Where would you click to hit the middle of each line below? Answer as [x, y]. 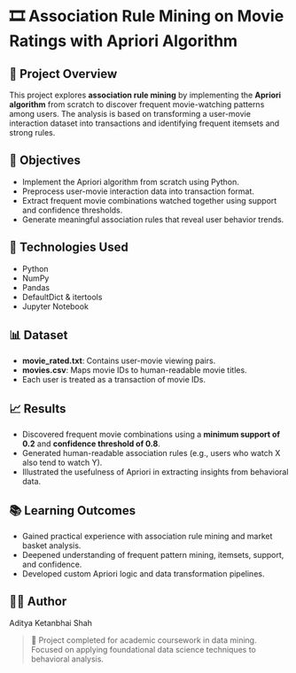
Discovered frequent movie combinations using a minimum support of [151, 435]
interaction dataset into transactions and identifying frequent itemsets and [144, 123]
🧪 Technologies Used [69, 248]
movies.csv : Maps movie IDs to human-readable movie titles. [134, 370]
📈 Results [38, 409]
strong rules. [32, 132]
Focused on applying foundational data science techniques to [144, 649]
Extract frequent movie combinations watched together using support [149, 200]
